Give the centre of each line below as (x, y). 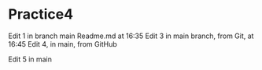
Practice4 (41, 14)
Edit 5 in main (30, 59)
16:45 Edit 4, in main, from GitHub (63, 44)
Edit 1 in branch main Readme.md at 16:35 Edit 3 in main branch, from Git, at (131, 36)
